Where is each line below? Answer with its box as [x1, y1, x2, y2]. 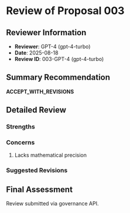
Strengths [6, 123, 35, 131]
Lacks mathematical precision [14, 151, 87, 159]
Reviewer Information [6, 28, 87, 38]
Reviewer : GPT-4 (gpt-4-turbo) [14, 43, 91, 50]
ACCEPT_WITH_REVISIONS [6, 88, 74, 95]
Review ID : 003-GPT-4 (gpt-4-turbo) [14, 56, 104, 62]
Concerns [6, 138, 35, 147]
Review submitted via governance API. [6, 200, 99, 207]
